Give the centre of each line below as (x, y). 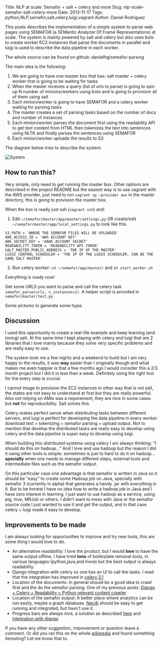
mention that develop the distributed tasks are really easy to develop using (80, 428)
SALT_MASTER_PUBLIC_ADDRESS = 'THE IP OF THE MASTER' (61, 250)
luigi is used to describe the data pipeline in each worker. (62, 48)
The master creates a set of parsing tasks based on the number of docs (84, 112)
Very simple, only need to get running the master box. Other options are (77, 184)
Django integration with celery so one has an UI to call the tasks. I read (83, 572)
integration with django (35, 619)
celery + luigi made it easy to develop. (43, 509)
